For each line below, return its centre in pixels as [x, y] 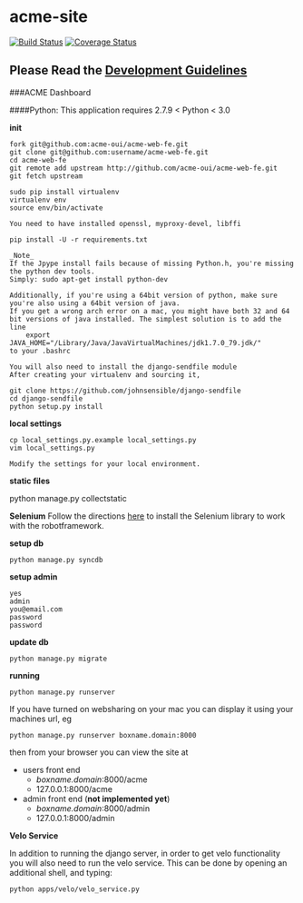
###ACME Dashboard [50, 92]
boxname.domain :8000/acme [92, 779]
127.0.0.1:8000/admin [75, 818]
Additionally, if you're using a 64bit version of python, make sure [144, 295]
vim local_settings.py [52, 448]
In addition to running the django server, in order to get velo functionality [145, 853]
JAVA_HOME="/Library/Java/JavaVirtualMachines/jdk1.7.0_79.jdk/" [135, 342]
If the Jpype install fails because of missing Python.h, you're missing [152, 263]
